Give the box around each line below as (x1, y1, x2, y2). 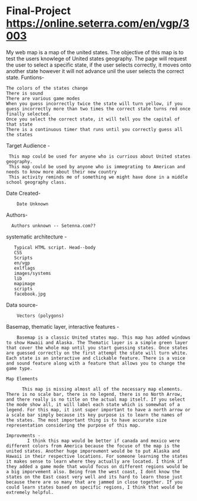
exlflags (14, 265, 35, 271)
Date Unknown (16, 201, 49, 207)
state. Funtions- (6, 74, 45, 81)
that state (6, 121, 33, 127)
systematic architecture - (6, 233, 67, 240)
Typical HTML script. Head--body (14, 244, 96, 250)
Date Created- (6, 189, 41, 197)
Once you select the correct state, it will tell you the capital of (6, 116, 181, 122)
